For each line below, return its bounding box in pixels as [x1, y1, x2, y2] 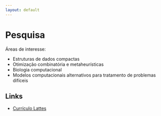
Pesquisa [5, 29, 45, 41]
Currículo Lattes [12, 105, 47, 111]
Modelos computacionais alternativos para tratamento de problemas [12, 72, 156, 78]
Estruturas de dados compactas [12, 56, 80, 62]
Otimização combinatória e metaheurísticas [12, 61, 104, 67]
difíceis [12, 77, 28, 84]
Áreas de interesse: [5, 46, 46, 52]
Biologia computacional [12, 66, 62, 72]
